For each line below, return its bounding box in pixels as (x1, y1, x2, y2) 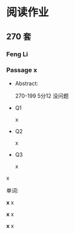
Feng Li (6, 49, 28, 58)
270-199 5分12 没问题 (15, 92, 69, 100)
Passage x (6, 66, 37, 74)
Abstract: (15, 80, 38, 87)
